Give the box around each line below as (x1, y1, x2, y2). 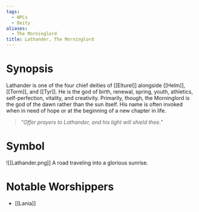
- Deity (11, 20, 31, 26)
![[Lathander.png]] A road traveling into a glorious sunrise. (6, 159, 149, 166)
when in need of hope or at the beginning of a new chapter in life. (6, 107, 166, 114)
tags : (6, 8, 20, 15)
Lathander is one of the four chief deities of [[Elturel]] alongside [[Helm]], (6, 82, 185, 89)
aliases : (6, 25, 28, 32)
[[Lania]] (14, 199, 36, 207)
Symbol (6, 139, 45, 153)
